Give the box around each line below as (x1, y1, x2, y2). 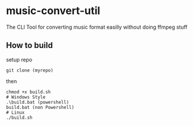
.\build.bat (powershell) (6, 99, 69, 105)
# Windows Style (6, 94, 46, 100)
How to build (6, 40, 53, 50)
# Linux (6, 110, 25, 115)
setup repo (6, 56, 33, 63)
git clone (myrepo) (6, 67, 54, 73)
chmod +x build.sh (6, 89, 51, 95)
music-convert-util (6, 4, 101, 18)
